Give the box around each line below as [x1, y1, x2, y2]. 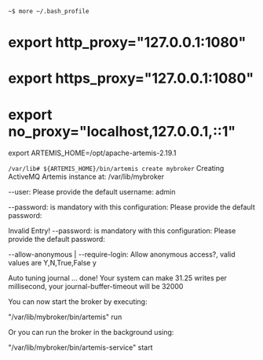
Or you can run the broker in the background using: [8, 328, 174, 337]
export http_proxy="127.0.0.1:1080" [8, 34, 247, 51]
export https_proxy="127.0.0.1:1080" [8, 69, 254, 87]
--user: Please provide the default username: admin [8, 187, 176, 197]
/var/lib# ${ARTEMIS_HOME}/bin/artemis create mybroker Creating [8, 164, 225, 173]
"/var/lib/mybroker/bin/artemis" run [8, 312, 122, 322]
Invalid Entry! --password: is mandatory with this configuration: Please [8, 226, 236, 236]
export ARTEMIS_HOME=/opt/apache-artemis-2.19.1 [8, 148, 177, 158]
